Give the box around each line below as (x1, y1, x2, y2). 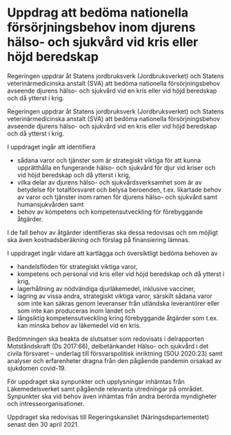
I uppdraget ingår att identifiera (7, 142, 96, 151)
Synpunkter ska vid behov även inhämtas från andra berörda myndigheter (7, 392, 217, 400)
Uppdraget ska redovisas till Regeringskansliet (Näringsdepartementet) (7, 413, 210, 421)
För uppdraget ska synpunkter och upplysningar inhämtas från (7, 377, 185, 385)
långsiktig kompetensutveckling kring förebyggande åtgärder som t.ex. (17, 313, 219, 322)
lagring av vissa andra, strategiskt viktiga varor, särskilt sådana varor (17, 292, 212, 300)
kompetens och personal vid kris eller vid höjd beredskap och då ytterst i (17, 270, 225, 278)
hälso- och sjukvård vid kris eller (7, 35, 199, 50)
